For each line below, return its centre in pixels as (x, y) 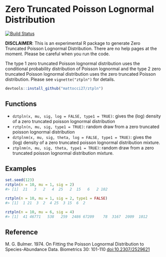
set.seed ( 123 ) (20, 180)
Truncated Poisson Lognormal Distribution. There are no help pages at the (81, 48)
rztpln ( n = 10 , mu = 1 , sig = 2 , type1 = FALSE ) (56, 198)
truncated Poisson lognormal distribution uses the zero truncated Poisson (81, 74)
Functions (21, 104)
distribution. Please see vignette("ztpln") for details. (60, 79)
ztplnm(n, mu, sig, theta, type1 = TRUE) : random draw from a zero (83, 147)
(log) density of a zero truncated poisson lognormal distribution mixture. (86, 142)
